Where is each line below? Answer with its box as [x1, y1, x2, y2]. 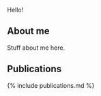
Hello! [7, 6, 24, 14]
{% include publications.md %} [7, 81, 95, 89]
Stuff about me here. [7, 44, 66, 52]
